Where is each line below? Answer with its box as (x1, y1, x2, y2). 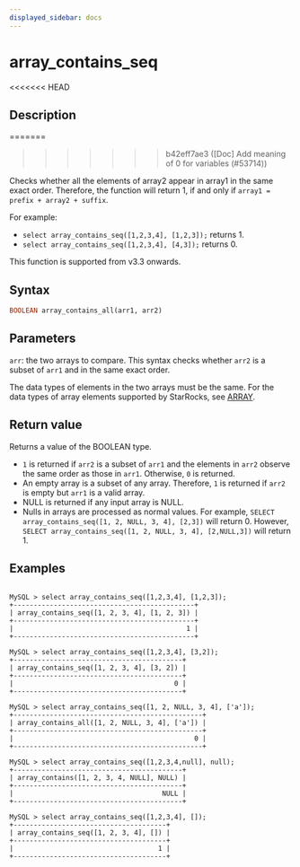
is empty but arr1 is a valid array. (22, 486, 146, 498)
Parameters (9, 331, 76, 346)
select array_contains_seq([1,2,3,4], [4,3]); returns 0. (22, 239, 238, 250)
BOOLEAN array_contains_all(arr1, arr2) (9, 306, 163, 315)
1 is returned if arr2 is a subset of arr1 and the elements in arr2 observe (22, 459, 290, 469)
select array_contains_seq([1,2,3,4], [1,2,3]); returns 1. (22, 230, 244, 241)
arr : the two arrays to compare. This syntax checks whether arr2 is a (9, 355, 266, 365)
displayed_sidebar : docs (9, 13, 102, 22)
